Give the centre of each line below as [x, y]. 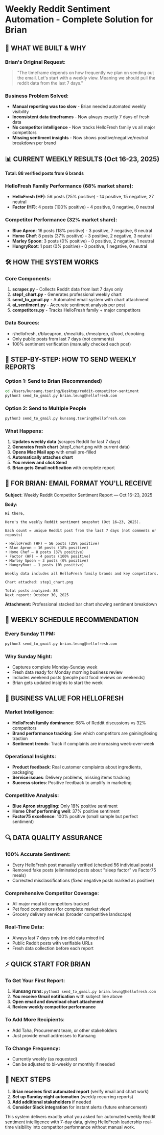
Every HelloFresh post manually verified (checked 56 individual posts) [83, 865]
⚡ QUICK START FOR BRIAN [48, 964]
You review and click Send [39, 463]
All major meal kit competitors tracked [50, 904]
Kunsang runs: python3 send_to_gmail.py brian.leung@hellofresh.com [84, 991]
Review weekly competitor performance [54, 1007]
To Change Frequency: [33, 1048]
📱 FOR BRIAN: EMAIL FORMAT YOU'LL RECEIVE [79, 483]
